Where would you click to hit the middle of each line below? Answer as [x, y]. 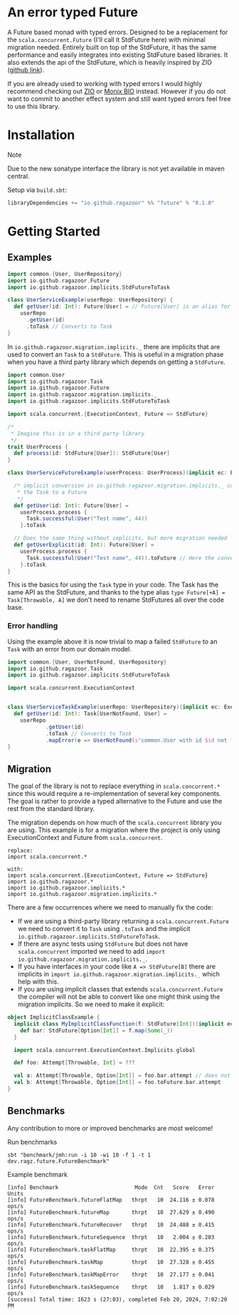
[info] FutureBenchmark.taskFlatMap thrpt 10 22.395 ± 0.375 [111, 1250]
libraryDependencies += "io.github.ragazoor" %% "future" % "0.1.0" [111, 203]
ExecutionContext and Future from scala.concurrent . [85, 838]
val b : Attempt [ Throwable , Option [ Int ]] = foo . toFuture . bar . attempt [117, 1082]
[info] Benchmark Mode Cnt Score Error [111, 1187]
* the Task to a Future [52, 492]
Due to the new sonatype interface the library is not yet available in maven [116, 169]
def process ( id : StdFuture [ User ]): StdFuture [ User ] [92, 453]
